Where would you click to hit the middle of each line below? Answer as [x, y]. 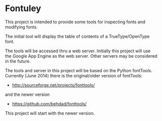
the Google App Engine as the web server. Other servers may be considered [81, 56]
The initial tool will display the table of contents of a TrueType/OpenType [77, 36]
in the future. [18, 61]
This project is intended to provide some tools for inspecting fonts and [75, 22]
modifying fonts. [21, 27]
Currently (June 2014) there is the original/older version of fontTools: [74, 76]
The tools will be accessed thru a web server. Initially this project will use [78, 51]
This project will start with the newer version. [50, 113]
